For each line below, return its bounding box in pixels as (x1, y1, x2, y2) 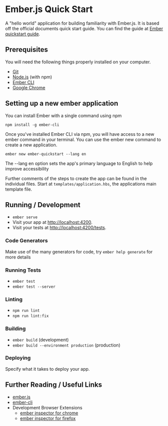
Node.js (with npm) (12, 74, 53, 80)
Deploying (5, 355, 31, 362)
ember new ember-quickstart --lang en (5, 151, 86, 156)
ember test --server (12, 284, 56, 289)
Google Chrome (12, 84, 46, 91)
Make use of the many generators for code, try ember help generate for (5, 248, 153, 254)
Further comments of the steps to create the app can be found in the (5, 175, 147, 182)
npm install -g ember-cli (5, 122, 59, 127)
